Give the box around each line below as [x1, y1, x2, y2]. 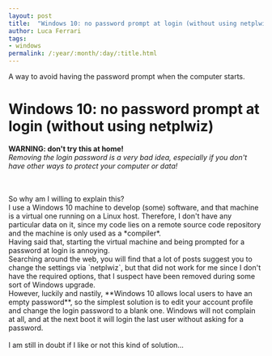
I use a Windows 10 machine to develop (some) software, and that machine [8, 202, 259, 212]
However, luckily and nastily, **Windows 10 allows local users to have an [8, 288, 253, 298]
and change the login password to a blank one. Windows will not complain [8, 305, 257, 316]
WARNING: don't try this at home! [8, 143, 124, 154]
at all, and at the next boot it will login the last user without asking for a [8, 314, 244, 324]
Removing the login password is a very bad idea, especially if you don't [8, 152, 248, 162]
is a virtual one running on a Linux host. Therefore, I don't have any [8, 211, 232, 221]
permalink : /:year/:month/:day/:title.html [8, 49, 158, 57]
